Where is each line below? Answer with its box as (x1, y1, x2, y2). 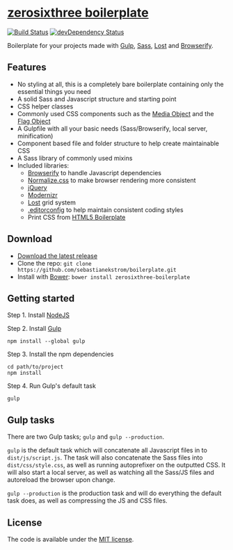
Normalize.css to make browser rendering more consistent (27, 176, 196, 184)
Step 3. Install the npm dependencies (7, 350, 114, 359)
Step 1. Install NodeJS (7, 311, 70, 319)
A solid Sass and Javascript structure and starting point (17, 95, 177, 103)
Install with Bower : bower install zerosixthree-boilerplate (17, 273, 191, 281)
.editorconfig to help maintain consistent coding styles (27, 205, 184, 213)
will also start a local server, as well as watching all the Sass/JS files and (7, 468, 214, 477)
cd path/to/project (7, 364, 64, 371)
